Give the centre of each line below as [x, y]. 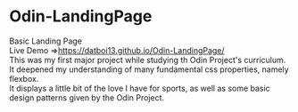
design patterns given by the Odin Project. [87, 97]
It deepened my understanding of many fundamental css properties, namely [149, 69]
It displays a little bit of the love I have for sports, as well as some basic [140, 88]
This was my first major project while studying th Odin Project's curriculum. [148, 60]
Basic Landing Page [46, 41]
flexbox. [24, 78]
